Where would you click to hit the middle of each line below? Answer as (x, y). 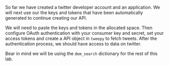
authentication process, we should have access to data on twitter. (73, 44)
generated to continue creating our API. (46, 18)
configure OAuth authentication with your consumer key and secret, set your (84, 33)
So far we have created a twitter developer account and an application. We (83, 7)
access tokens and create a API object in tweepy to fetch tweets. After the (81, 38)
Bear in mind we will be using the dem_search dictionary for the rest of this (81, 53)
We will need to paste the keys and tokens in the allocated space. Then (79, 28)
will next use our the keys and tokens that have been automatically (74, 13)
